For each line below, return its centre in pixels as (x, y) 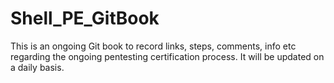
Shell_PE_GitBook (85, 18)
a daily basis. (37, 67)
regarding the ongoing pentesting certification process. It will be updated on (167, 56)
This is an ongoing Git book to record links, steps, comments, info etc (153, 46)
